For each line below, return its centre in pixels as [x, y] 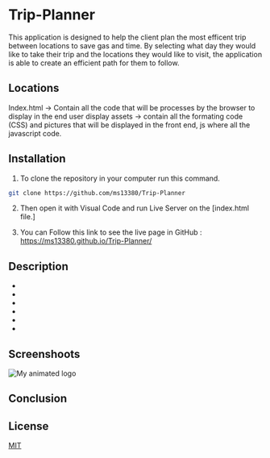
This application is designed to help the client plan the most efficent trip [127, 37]
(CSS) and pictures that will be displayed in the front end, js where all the [129, 125]
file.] [28, 217]
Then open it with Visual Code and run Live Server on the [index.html [135, 208]
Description [38, 266]
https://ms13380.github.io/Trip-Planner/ [86, 241]
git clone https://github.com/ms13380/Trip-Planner [97, 193]
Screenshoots [44, 354]
